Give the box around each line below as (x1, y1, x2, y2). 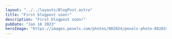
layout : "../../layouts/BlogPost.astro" (5, 7, 93, 13)
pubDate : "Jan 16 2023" (5, 21, 56, 27)
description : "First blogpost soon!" (5, 17, 86, 22)
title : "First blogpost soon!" (5, 12, 72, 17)
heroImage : (5, 26, 29, 31)
